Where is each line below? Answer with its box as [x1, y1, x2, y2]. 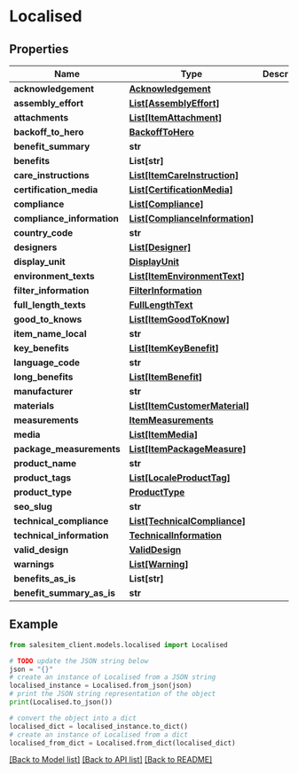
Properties [9, 42, 69, 57]
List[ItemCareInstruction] [129, 169, 239, 181]
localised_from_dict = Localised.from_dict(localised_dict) [9, 738, 237, 747]
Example [9, 617, 59, 632]
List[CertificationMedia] [129, 183, 233, 196]
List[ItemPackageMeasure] [129, 443, 247, 455]
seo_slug [13, 501, 53, 512]
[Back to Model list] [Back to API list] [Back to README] [9, 754, 213, 765]
